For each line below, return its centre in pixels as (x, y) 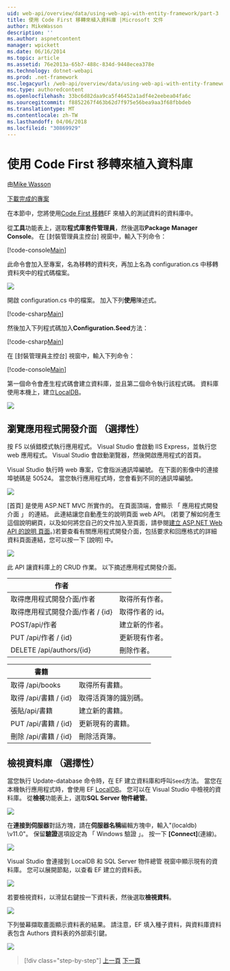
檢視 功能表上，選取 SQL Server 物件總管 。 (92, 798)
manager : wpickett (33, 45)
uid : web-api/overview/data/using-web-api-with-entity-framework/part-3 (113, 13)
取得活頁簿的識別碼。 (113, 698)
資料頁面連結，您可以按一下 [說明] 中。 (62, 540)
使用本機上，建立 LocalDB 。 (46, 392)
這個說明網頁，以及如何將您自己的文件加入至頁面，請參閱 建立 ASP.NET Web (115, 523)
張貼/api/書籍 (32, 711)
